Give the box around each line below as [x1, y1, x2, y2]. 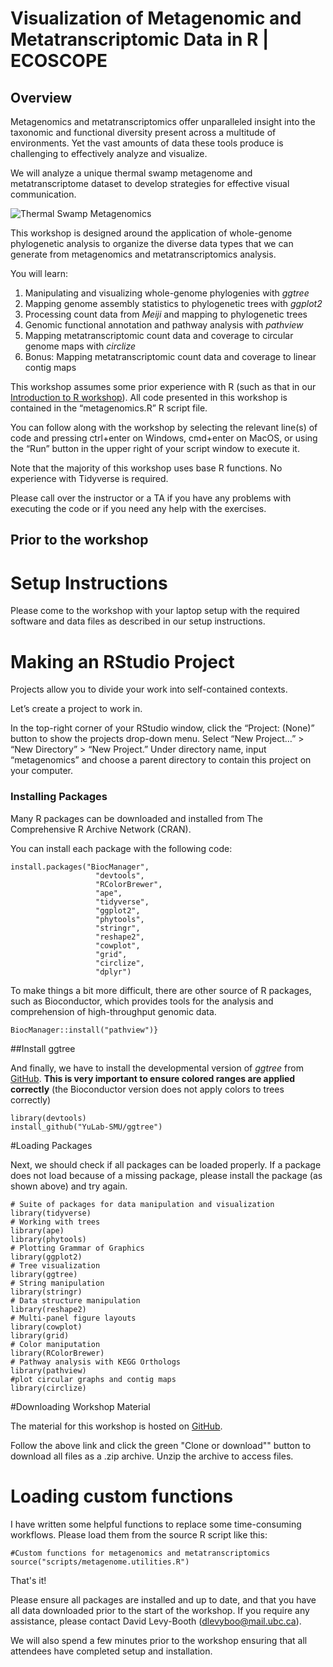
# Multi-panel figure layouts [10, 1313, 137, 1323]
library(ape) [10, 1225, 65, 1236]
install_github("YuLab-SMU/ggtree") [10, 1122, 163, 1132]
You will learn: [10, 268, 68, 279]
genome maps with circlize [24, 340, 137, 352]
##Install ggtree [10, 1042, 76, 1054]
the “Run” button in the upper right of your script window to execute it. [10, 443, 300, 454]
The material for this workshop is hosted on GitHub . [10, 1420, 223, 1432]
